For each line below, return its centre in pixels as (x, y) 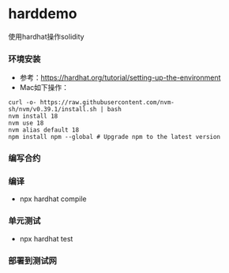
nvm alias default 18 (44, 130)
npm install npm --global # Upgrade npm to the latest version (114, 137)
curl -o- (23, 103)
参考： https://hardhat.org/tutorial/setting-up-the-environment (120, 78)
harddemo (43, 14)
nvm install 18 (33, 116)
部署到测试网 (33, 260)
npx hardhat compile (53, 199)
